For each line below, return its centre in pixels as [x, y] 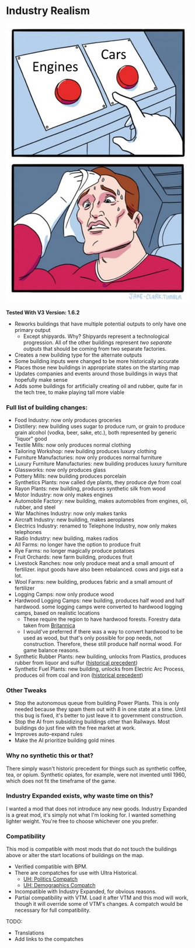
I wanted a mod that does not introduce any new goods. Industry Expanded [97, 809]
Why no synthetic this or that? [50, 755]
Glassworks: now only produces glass [60, 470]
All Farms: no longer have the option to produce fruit [78, 544]
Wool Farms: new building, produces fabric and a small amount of [94, 581]
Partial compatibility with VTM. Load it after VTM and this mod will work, [101, 898]
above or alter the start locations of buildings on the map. [75, 855]
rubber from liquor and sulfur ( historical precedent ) [76, 662]
